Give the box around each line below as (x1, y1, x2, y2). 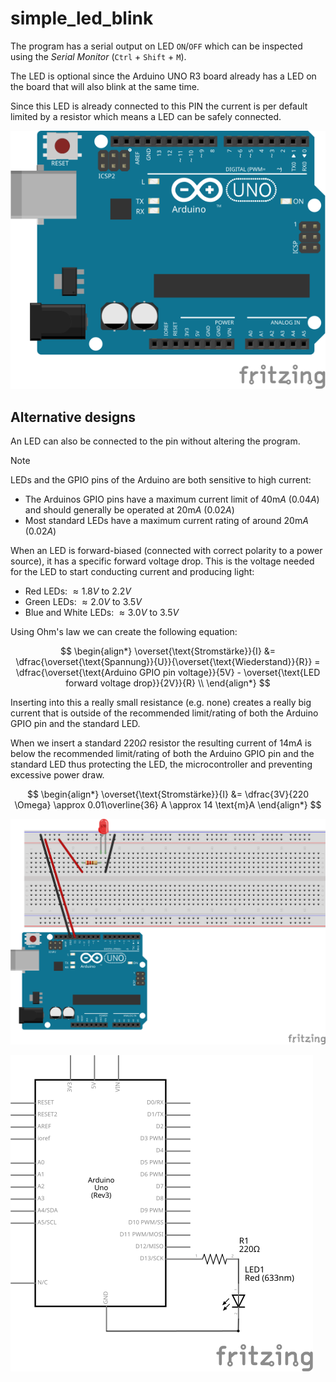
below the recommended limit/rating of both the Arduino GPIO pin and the (10, 748, 315, 760)
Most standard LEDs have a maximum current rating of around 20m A (24, 515, 309, 527)
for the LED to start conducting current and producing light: (10, 566, 255, 578)
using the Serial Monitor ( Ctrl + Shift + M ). (10, 50, 187, 62)
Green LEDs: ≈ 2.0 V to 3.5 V (24, 596, 142, 608)
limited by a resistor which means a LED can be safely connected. (10, 110, 282, 122)
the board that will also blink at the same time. (10, 80, 200, 92)
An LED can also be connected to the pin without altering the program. (10, 435, 301, 447)
